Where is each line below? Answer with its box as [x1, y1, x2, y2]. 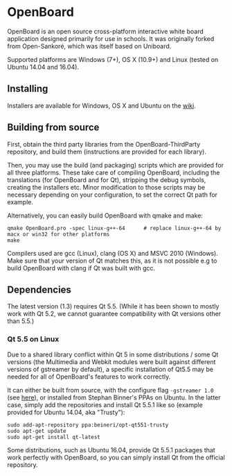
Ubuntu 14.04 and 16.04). [7, 63, 80, 71]
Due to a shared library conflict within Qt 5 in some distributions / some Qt [7, 350, 219, 359]
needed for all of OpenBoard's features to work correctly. [7, 372, 171, 381]
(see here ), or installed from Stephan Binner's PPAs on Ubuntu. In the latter [7, 393, 221, 402]
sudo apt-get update [7, 427, 67, 434]
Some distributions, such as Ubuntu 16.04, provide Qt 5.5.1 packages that [7, 445, 216, 454]
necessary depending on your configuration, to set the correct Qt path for [7, 190, 218, 199]
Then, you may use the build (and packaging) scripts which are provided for [7, 161, 224, 169]
